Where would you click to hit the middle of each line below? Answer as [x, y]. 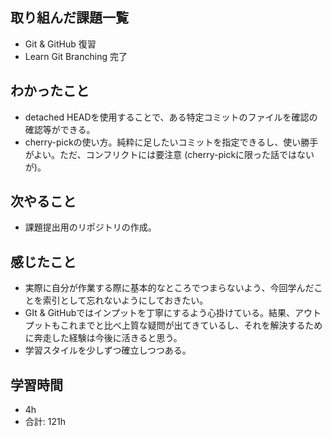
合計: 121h [45, 422]
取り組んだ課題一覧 [69, 18]
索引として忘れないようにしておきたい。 [125, 300]
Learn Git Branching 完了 [76, 56]
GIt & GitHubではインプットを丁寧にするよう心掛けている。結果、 [160, 313]
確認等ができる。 [60, 129]
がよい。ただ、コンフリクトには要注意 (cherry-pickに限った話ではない [169, 154]
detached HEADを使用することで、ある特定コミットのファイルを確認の [171, 117]
